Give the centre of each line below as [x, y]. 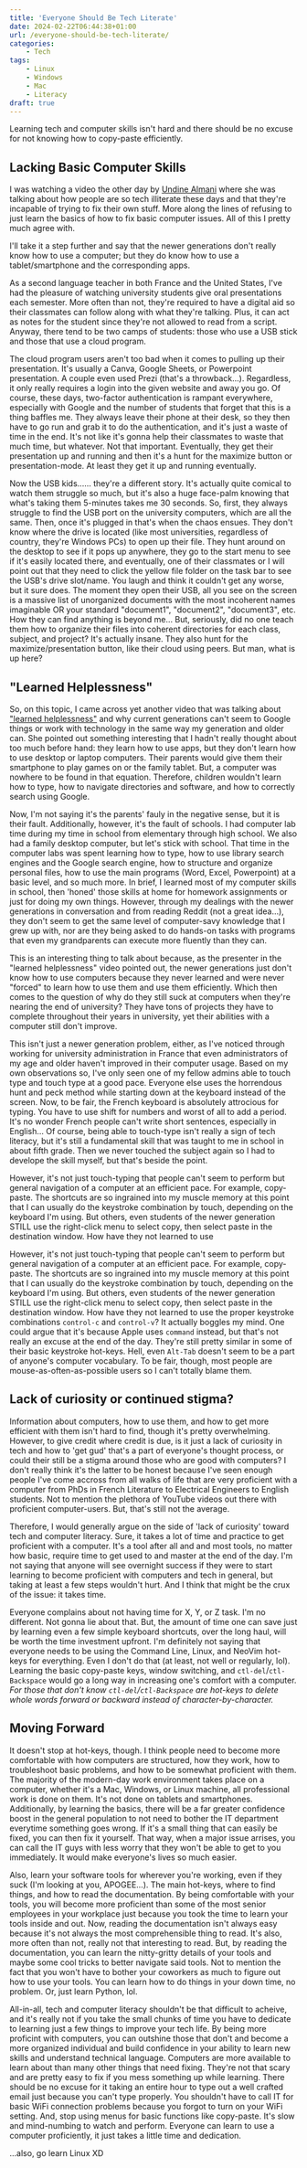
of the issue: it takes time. [58, 1594]
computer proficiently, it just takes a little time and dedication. [126, 2135]
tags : [20, 60]
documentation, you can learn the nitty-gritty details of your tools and [141, 1952]
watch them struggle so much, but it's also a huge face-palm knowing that [149, 494]
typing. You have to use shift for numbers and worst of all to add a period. [148, 1112]
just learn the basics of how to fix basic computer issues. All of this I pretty [150, 218]
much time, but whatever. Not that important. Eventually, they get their [142, 446]
